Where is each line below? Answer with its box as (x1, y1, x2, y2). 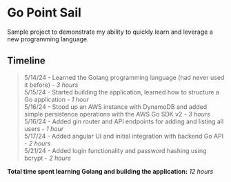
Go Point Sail (7, 5, 81, 21)
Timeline (7, 55, 46, 67)
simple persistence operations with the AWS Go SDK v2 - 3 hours (23, 110, 210, 118)
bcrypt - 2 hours (23, 154, 71, 162)
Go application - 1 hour (23, 95, 90, 103)
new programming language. (7, 34, 90, 43)
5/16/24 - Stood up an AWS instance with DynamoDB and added (23, 102, 208, 111)
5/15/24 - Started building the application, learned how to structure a (23, 88, 219, 96)
